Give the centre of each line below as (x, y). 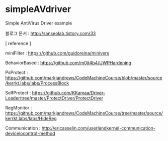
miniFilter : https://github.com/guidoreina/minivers (57, 53)
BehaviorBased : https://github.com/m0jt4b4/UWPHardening (68, 62)
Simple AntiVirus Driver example (39, 23)
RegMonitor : (19, 107)
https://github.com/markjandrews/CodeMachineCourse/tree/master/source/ (84, 113)
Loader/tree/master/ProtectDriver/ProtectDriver (54, 98)
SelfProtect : (18, 92)
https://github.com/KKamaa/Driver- (69, 92)
